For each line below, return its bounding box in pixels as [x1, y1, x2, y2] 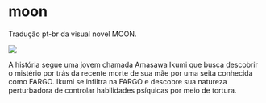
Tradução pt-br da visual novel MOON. [8, 29, 137, 39]
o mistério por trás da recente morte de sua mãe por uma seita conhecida [8, 68, 253, 78]
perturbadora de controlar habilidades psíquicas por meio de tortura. [8, 85, 237, 95]
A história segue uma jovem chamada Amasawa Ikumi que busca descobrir [8, 60, 258, 69]
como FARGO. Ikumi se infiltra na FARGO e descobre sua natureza [8, 76, 227, 86]
